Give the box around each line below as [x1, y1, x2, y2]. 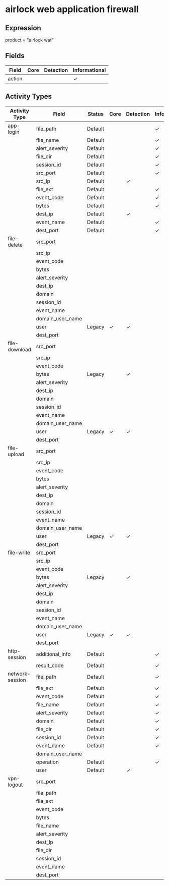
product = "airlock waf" [5, 37, 54, 43]
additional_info [36, 650, 71, 657]
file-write [8, 549, 30, 556]
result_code [36, 662, 64, 669]
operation [36, 758, 59, 765]
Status [88, 110, 104, 117]
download [8, 346, 32, 353]
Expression [5, 24, 41, 32]
